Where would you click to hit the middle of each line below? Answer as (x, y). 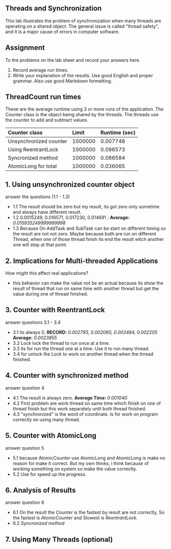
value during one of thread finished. (50, 294)
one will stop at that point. (40, 245)
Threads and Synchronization (54, 8)
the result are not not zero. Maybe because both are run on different (84, 234)
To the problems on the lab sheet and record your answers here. (73, 60)
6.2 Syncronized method (39, 523)
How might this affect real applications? (47, 273)
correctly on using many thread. (46, 420)
